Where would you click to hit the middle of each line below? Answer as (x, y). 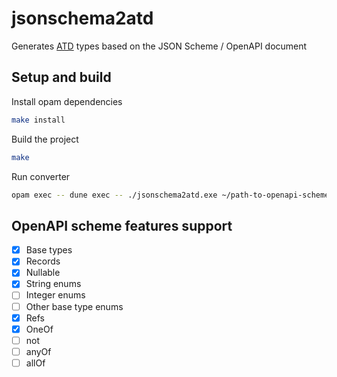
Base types (49, 250)
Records (43, 261)
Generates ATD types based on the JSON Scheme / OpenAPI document (159, 46)
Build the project (45, 139)
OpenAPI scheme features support (122, 225)
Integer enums (55, 295)
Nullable (43, 273)
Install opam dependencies (67, 101)
